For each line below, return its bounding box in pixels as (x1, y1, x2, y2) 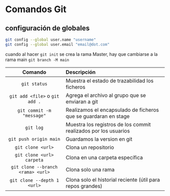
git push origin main (8, 136, 61, 142)
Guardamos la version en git (65, 136, 133, 143)
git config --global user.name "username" (5, 37, 96, 42)
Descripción (65, 69, 96, 76)
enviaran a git (65, 98, 98, 105)
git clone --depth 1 (9, 177, 59, 183)
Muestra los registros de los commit (65, 121, 151, 128)
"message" (22, 113, 47, 118)
